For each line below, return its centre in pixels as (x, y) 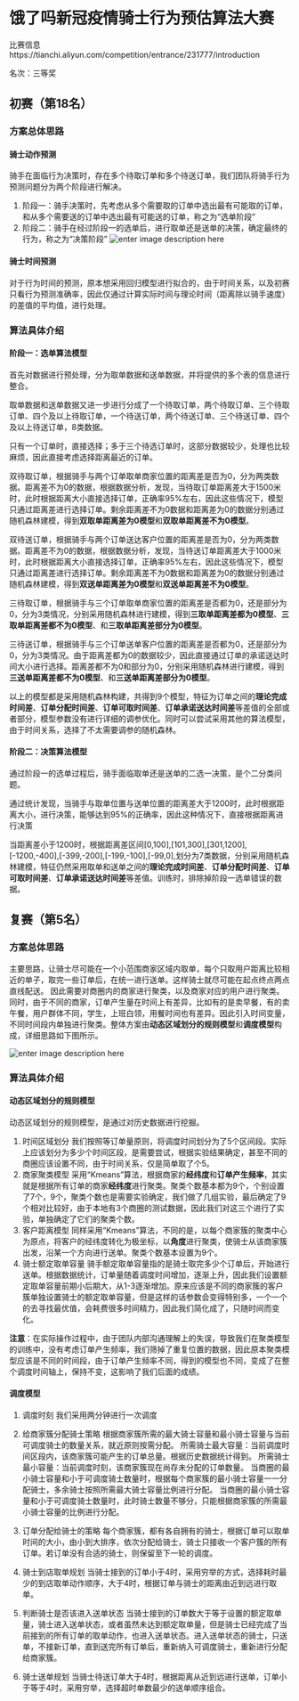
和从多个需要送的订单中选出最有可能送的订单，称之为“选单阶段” (139, 217)
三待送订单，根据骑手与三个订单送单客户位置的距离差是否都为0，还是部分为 (148, 644)
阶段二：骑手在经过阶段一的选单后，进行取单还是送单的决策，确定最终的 (154, 228)
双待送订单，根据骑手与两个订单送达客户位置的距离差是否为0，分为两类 (140, 539)
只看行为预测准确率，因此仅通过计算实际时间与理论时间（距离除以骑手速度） (149, 294)
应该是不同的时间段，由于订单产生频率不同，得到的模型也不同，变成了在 (149, 1360)
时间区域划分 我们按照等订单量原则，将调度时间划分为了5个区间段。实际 (154, 1141)
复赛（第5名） (48, 920)
